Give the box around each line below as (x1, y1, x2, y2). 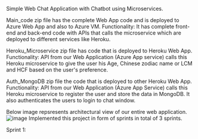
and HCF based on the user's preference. (6, 66, 109, 73)
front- (175, 23, 190, 30)
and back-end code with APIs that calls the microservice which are (17, 29, 182, 36)
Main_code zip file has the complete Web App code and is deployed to (6, 17, 180, 23)
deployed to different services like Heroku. (6, 36, 111, 42)
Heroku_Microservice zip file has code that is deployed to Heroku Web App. (6, 47, 193, 54)
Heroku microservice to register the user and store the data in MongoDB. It (6, 91, 190, 97)
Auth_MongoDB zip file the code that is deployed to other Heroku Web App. (6, 78, 192, 85)
